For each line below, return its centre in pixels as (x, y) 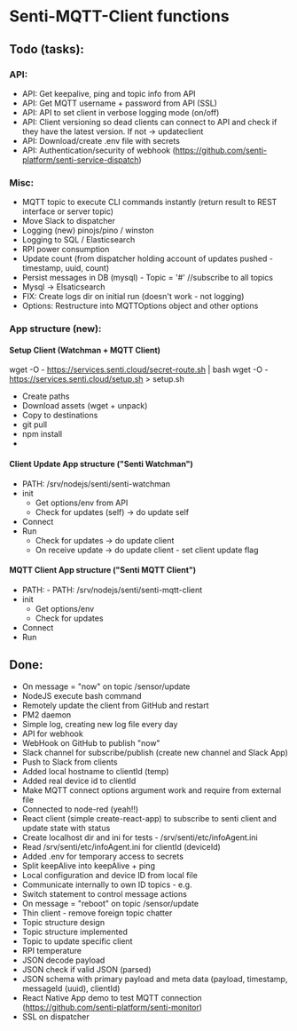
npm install (42, 434)
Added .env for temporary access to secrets (103, 856)
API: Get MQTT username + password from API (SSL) (119, 103)
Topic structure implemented (75, 932)
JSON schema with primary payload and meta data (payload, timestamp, (155, 979)
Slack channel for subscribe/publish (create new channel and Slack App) (155, 752)
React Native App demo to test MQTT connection (112, 997)
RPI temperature (52, 950)
